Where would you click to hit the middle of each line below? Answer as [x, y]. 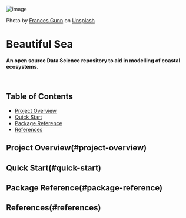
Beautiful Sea [40, 44]
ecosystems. [22, 66]
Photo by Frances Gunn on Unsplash [51, 20]
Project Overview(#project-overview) [77, 148]
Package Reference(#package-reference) [84, 188]
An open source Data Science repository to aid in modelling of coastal [93, 60]
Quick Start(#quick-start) [54, 168]
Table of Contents [40, 97]
